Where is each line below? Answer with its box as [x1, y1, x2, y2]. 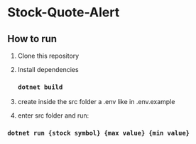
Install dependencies [17, 66, 80, 73]
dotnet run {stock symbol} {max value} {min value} [7, 129, 190, 138]
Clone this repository [17, 51, 80, 60]
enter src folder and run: [17, 111, 89, 120]
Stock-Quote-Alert [7, 4, 120, 21]
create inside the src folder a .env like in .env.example [17, 98, 175, 106]
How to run [7, 33, 58, 45]
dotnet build [17, 83, 63, 91]
